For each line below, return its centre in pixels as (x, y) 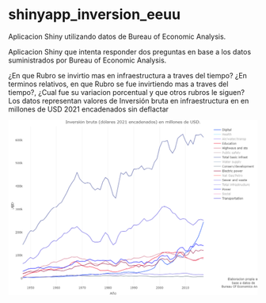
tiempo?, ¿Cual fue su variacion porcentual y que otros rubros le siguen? (127, 92)
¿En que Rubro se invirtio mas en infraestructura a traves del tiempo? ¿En (128, 75)
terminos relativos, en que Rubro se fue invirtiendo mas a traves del (118, 84)
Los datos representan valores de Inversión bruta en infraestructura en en (129, 100)
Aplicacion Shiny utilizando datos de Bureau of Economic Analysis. (117, 36)
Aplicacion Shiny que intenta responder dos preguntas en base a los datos (130, 51)
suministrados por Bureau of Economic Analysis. (87, 60)
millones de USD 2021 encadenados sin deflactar (88, 109)
